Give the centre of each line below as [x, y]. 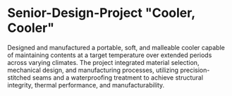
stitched [19, 77]
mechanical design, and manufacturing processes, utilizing [93, 70]
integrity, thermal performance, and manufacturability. [86, 85]
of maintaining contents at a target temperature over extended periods [110, 55]
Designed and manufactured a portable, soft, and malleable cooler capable [116, 47]
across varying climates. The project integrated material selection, [103, 62]
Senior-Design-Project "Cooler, [101, 13]
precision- [195, 70]
